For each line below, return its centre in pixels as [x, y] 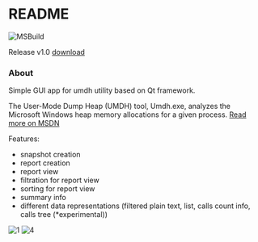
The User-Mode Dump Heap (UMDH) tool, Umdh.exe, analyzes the [120, 106]
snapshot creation [50, 155]
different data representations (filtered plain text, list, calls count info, [135, 206]
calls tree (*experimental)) [63, 215]
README [39, 14]
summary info [43, 198]
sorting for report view [57, 189]
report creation [45, 163]
